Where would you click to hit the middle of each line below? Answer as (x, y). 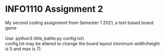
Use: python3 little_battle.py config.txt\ (45, 38)
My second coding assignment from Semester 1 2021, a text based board (79, 23)
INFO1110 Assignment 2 (54, 9)
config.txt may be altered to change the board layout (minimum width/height (82, 43)
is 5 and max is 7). (24, 49)
